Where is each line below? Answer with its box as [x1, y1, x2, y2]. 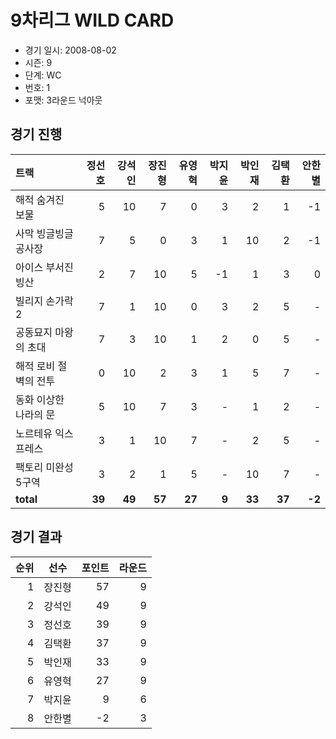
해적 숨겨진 [15, 192, 65, 206]
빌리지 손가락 [15, 294, 74, 308]
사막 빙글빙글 [15, 226, 74, 240]
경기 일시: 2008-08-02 [24, 44, 117, 56]
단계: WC [24, 69, 62, 81]
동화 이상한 [15, 392, 65, 406]
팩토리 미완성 [15, 460, 74, 474]
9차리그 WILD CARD [10, 9, 175, 32]
